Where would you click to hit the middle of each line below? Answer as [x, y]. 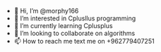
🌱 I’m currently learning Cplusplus [63, 26]
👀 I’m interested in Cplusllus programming [75, 18]
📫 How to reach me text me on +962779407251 [84, 41]
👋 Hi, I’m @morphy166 [46, 11]
